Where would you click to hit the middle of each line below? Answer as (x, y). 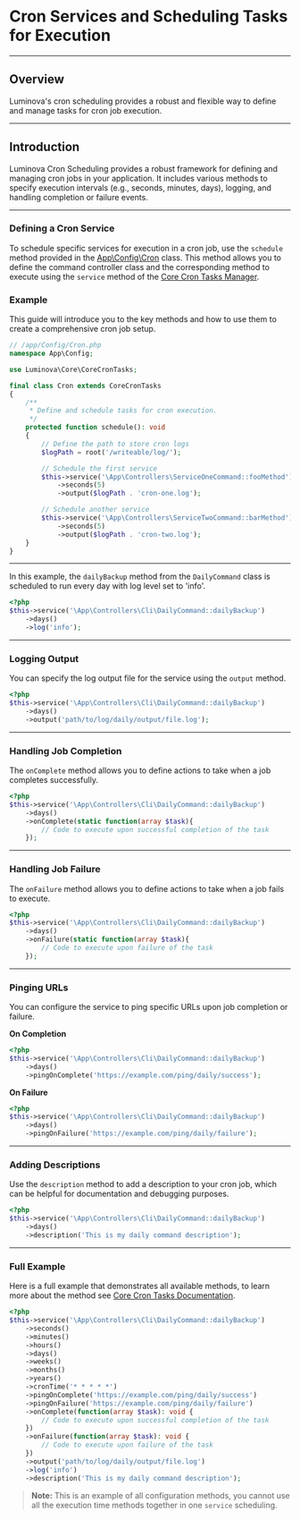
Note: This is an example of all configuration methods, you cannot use (160, 1495)
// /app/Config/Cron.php (55, 345)
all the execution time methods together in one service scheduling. (154, 1505)
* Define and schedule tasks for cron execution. (123, 411)
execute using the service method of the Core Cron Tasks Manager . (134, 276)
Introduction (45, 147)
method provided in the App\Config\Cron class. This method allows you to (145, 258)
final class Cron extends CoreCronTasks (86, 386)
